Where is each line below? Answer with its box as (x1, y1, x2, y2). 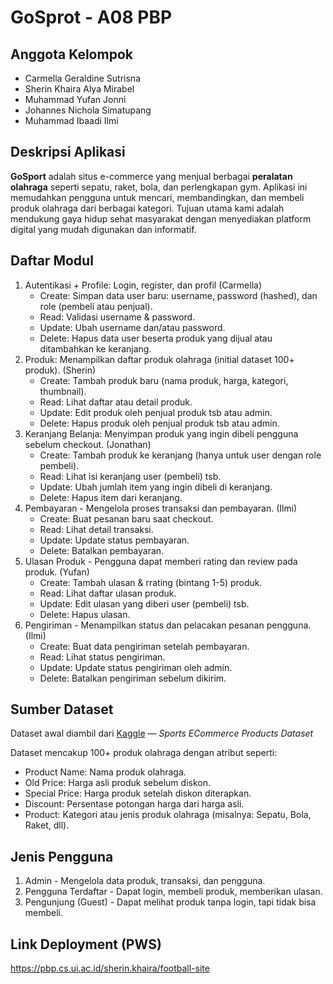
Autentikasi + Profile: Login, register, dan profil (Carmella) (24, 279, 262, 291)
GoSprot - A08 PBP (10, 6, 173, 29)
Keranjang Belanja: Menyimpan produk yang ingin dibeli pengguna (24, 427, 299, 440)
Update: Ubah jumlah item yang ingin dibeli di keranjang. (39, 481, 273, 493)
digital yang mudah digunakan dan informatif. (10, 223, 197, 235)
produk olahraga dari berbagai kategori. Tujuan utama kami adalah (10, 202, 285, 214)
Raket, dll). (24, 819, 70, 831)
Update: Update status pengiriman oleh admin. (39, 661, 233, 673)
